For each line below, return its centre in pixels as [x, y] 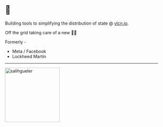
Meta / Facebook [29, 51]
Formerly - [16, 42]
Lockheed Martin [29, 56]
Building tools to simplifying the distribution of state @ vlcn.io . [67, 23]
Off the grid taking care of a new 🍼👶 [41, 32]
